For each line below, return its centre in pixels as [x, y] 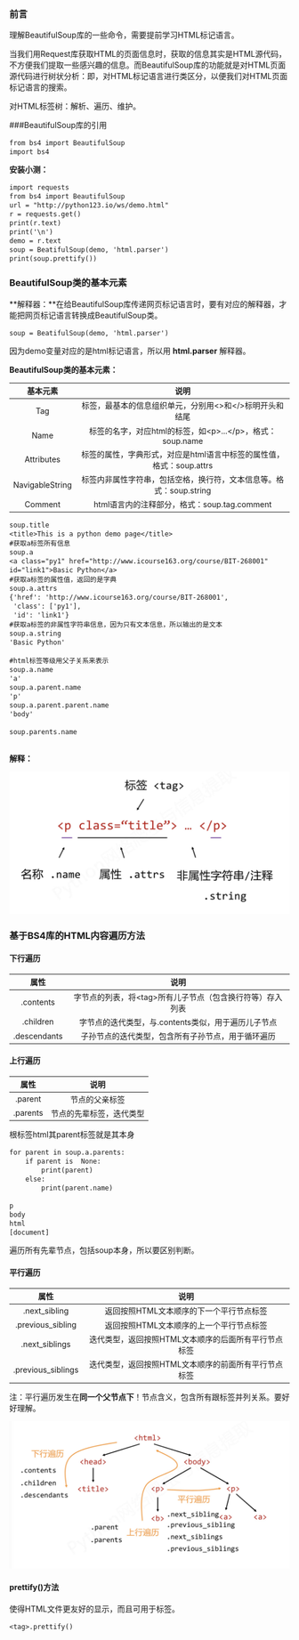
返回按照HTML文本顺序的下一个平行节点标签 [186, 1311]
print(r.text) [36, 223]
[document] [29, 1233]
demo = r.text [36, 241]
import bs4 [29, 152]
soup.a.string [36, 634]
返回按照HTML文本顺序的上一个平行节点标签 [186, 1325]
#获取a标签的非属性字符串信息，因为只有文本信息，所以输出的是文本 [116, 625]
